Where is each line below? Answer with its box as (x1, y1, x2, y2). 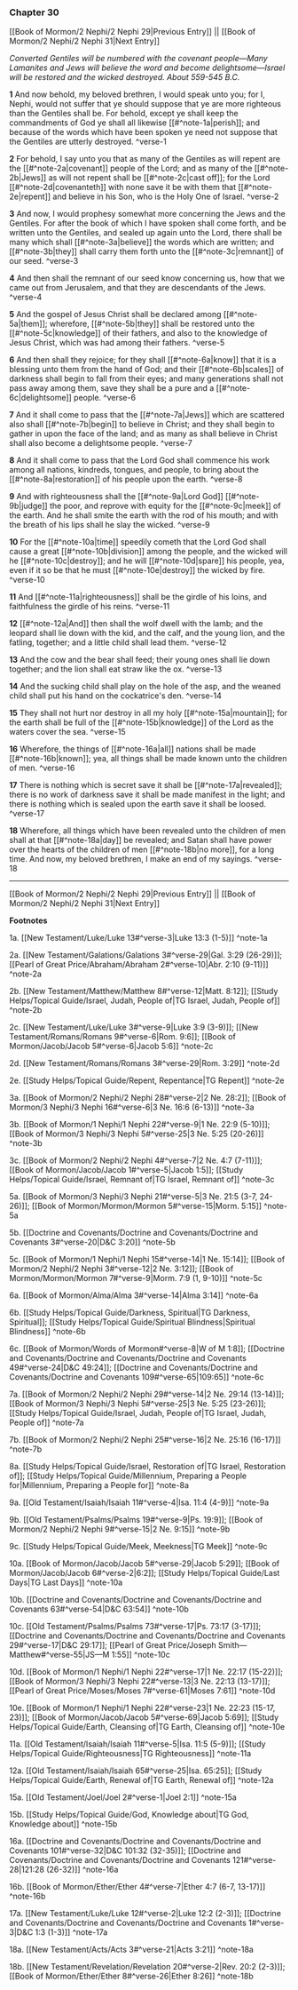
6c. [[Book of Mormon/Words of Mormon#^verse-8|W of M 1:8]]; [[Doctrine (9, 1343, 286, 1354)
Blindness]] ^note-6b (9, 1326, 86, 1337)
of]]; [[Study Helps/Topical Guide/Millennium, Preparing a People (9, 1470, 247, 1481)
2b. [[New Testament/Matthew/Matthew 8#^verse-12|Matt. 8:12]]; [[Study (9, 986, 278, 997)
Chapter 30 (9, 6, 59, 19)
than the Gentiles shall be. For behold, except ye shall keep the (9, 108, 239, 119)
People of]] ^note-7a (9, 1417, 84, 1428)
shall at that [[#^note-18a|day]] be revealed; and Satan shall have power (9, 835, 272, 846)
